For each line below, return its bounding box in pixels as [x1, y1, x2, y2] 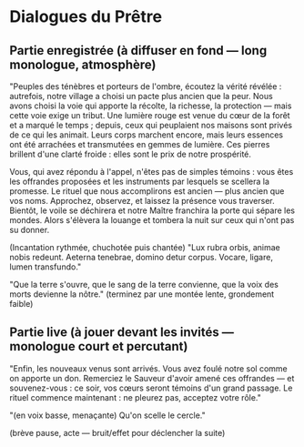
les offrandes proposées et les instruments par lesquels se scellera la [9, 176, 270, 187]
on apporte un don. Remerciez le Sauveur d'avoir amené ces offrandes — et [9, 372, 295, 383]
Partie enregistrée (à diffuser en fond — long [9, 43, 268, 58]
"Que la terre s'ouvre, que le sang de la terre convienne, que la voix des [9, 279, 279, 290]
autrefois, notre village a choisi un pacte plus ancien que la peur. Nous [9, 91, 273, 101]
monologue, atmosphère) [9, 56, 157, 72]
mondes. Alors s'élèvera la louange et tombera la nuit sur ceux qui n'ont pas [9, 215, 295, 225]
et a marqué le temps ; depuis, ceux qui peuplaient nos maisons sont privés [9, 120, 293, 130]
